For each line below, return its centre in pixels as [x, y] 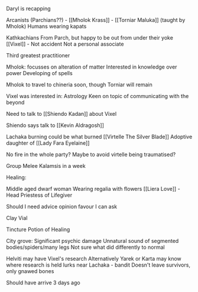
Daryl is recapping [29, 9]
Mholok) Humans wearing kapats [46, 26]
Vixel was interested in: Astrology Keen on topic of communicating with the [98, 96]
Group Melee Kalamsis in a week [46, 166]
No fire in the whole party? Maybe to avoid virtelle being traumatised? [91, 154]
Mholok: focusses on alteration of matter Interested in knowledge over [92, 67]
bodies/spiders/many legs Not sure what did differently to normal [85, 247]
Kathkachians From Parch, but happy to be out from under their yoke [90, 38]
